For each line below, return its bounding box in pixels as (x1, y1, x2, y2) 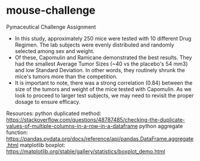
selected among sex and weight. (14, 47, 95, 54)
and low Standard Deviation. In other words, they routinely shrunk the (14, 66, 186, 73)
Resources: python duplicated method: (6, 110, 102, 117)
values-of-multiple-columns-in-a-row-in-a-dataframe (6, 122, 138, 129)
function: (6, 129, 29, 136)
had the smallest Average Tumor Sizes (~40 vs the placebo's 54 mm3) (14, 60, 188, 67)
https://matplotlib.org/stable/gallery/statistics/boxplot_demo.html (6, 147, 165, 155)
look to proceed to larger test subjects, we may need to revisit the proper (14, 92, 194, 99)
